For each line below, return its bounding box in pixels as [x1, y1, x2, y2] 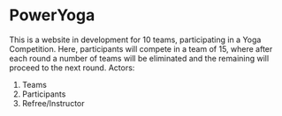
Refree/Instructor [21, 98, 86, 108]
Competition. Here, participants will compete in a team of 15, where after [9, 43, 273, 54]
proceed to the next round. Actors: [9, 62, 135, 73]
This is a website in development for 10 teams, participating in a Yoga [9, 34, 262, 45]
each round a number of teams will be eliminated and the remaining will [9, 53, 270, 63]
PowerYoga [9, 5, 95, 25]
